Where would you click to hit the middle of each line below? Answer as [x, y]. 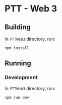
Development [21, 78]
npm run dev [17, 98]
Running [18, 63]
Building [18, 27]
